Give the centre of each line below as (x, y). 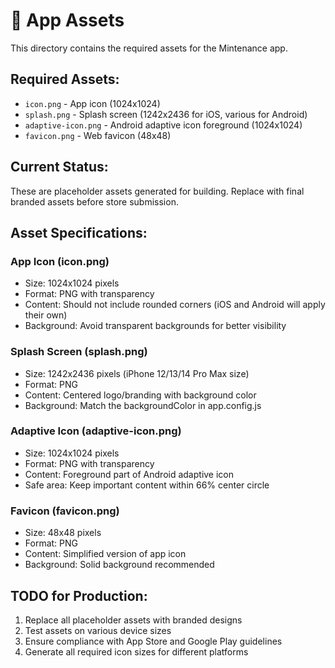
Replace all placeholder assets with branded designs (133, 620)
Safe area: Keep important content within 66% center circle (147, 485)
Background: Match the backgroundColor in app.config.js (143, 405)
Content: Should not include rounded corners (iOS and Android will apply (175, 305)
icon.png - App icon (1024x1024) (92, 103)
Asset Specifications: (79, 232)
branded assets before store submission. (94, 201)
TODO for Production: (79, 595)
